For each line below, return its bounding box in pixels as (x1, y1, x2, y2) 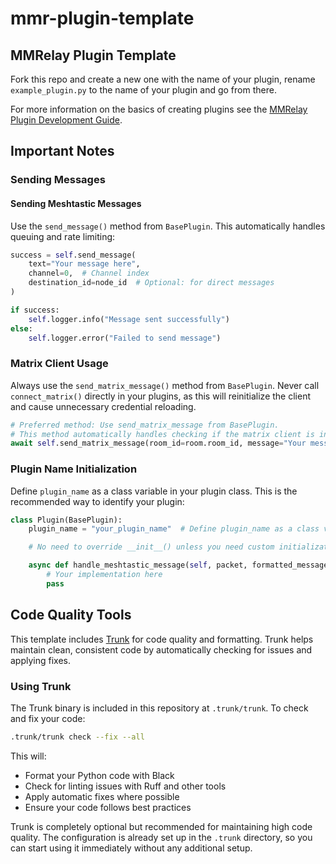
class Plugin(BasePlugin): (10, 515, 123, 525)
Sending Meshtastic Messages (10, 197, 142, 209)
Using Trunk (10, 679, 72, 693)
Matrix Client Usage (10, 357, 109, 371)
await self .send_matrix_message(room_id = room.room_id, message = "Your (10, 438, 307, 449)
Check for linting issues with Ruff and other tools (24, 780, 227, 792)
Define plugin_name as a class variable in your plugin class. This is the (10, 485, 298, 497)
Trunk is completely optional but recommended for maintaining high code (10, 820, 313, 832)
